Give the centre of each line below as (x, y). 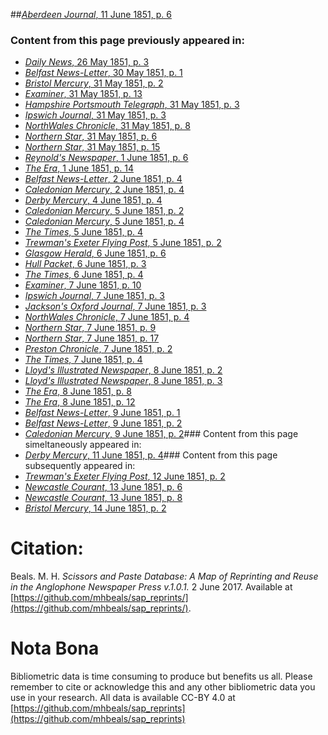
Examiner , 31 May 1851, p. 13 (83, 94)
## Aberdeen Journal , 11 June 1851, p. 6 (91, 14)
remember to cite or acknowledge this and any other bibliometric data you (163, 687)
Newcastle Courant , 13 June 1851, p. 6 (103, 487)
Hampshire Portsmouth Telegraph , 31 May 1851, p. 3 (132, 105)
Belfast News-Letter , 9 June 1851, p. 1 (102, 413)
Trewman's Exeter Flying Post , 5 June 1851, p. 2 (123, 243)
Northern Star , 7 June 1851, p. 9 (90, 328)
